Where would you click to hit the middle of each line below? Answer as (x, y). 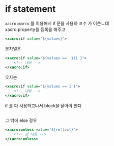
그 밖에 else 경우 (21, 120)
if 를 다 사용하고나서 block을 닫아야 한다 (43, 106)
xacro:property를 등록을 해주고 (35, 29)
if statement (30, 9)
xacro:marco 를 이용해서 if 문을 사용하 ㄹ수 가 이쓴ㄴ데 (57, 23)
